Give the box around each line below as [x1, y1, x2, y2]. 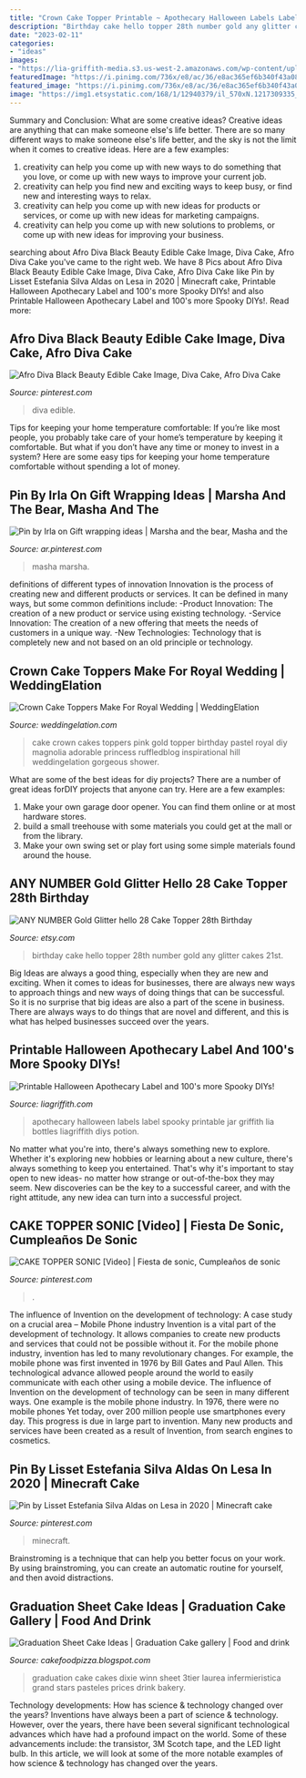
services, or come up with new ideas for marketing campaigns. [22, 209, 260, 220]
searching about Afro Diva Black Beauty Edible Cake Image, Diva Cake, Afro [9, 247, 294, 258]
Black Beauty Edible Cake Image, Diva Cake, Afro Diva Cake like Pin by [9, 266, 275, 277]
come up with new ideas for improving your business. [22, 229, 225, 240]
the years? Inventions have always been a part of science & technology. [9, 1710, 279, 1720]
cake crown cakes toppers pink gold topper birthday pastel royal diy [31, 737, 289, 748]
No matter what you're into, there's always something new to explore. [9, 1143, 270, 1154]
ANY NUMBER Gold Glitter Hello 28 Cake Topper [9, 876, 289, 892]
